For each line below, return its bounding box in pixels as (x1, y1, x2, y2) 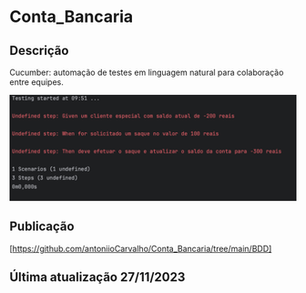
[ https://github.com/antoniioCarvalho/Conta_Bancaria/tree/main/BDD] (9, 243, 272, 254)
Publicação (9, 219, 75, 235)
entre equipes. (9, 77, 64, 88)
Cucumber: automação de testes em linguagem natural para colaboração (9, 67, 284, 78)
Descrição (9, 43, 69, 58)
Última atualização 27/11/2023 (9, 269, 186, 285)
